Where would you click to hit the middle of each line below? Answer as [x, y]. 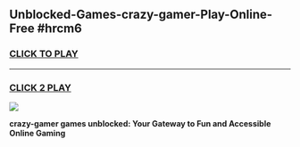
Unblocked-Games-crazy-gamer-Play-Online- [141, 15]
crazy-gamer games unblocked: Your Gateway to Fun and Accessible [140, 123]
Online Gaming [37, 133]
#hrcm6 [59, 29]
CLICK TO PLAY [44, 54]
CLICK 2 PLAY [40, 87]
